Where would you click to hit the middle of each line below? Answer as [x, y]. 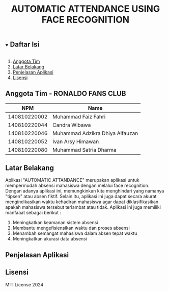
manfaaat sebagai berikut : [33, 213]
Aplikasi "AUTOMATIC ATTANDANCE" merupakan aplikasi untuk [73, 180]
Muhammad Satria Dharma [85, 150]
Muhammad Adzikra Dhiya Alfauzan [95, 133]
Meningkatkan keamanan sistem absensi [55, 223]
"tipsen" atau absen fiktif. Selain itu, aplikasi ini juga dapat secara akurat [81, 197]
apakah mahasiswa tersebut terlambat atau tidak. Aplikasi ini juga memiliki [83, 207]
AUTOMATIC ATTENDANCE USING [86, 9]
